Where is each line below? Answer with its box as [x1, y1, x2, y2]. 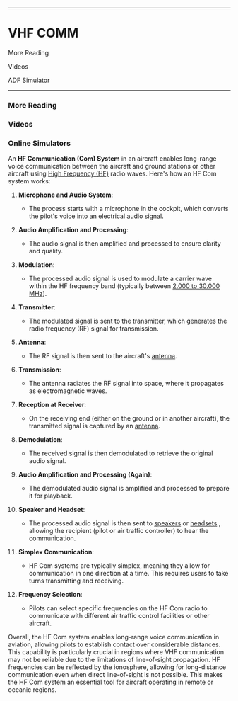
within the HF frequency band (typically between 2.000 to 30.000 [28, 282, 220, 290]
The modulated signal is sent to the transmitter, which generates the [28, 317, 227, 326]
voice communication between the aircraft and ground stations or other [8, 162, 216, 171]
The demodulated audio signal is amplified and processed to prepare [28, 484, 230, 493]
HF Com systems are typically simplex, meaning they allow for [28, 562, 210, 570]
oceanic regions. [8, 685, 57, 694]
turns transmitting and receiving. [28, 576, 124, 585]
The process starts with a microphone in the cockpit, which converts [28, 205, 229, 213]
